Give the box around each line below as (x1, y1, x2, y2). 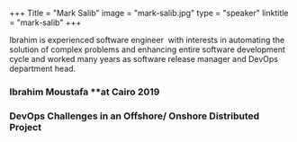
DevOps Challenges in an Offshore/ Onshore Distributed (9, 110, 260, 122)
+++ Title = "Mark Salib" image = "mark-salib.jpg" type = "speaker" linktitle (9, 8, 290, 18)
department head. (9, 63, 76, 74)
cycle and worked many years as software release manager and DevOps (9, 54, 279, 64)
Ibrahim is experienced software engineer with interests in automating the (9, 35, 285, 45)
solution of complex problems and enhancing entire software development (9, 44, 286, 55)
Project (9, 120, 42, 133)
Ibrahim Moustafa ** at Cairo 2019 (9, 85, 160, 98)
